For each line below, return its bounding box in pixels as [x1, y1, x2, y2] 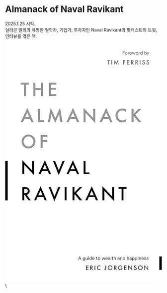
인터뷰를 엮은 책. [5, 33, 37, 39]
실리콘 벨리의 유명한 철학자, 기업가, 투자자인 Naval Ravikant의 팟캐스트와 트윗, [5, 26, 158, 33]
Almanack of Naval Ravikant [5, 3, 124, 15]
